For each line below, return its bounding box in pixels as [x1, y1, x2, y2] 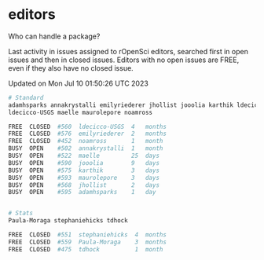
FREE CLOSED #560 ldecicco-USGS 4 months [8, 123, 167, 130]
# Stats [8, 210, 34, 218]
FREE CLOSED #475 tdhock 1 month [8, 245, 163, 253]
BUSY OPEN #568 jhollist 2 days [8, 181, 159, 189]
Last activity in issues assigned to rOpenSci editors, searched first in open [8, 46, 249, 56]
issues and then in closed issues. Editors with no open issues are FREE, [8, 55, 240, 64]
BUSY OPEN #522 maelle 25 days [8, 152, 159, 160]
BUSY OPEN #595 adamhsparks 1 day [8, 189, 156, 196]
